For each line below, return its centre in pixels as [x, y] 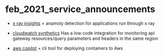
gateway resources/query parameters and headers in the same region [85, 38]
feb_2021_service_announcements [80, 9]
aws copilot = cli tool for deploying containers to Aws [68, 48]
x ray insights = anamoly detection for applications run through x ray [84, 23]
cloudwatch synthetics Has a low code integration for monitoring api [84, 33]
